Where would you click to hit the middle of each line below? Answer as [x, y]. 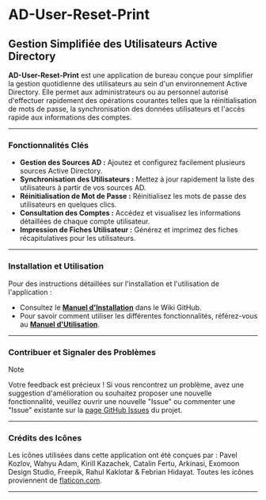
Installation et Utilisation [56, 266]
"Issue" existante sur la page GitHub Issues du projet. [95, 410]
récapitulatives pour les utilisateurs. [78, 239]
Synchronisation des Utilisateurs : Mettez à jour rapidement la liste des [137, 179]
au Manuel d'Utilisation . [60, 324]
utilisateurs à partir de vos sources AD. [83, 188]
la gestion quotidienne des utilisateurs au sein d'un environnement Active [128, 84]
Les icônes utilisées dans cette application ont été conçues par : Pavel [123, 455]
